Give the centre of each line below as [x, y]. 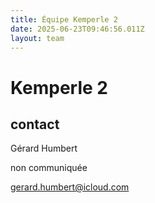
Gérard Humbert [44, 148]
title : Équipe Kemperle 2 [64, 19]
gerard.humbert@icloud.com [70, 187]
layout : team [37, 38]
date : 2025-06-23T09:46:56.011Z [77, 29]
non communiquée [49, 168]
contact [35, 124]
